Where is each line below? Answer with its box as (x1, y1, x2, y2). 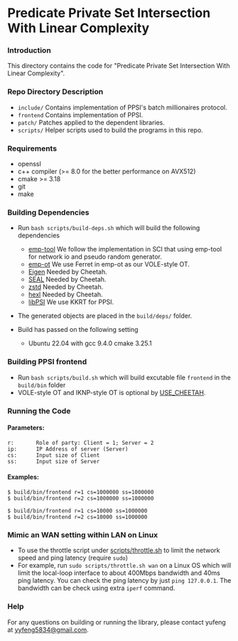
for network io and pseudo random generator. (28, 252, 162, 261)
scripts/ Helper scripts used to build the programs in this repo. (17, 126, 204, 134)
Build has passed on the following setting (17, 325, 139, 334)
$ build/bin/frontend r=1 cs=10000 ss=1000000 (7, 507, 148, 515)
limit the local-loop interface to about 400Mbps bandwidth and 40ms (17, 569, 220, 577)
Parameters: (7, 424, 45, 432)
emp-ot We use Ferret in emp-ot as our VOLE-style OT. (28, 260, 190, 269)
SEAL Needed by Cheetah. (28, 275, 107, 284)
